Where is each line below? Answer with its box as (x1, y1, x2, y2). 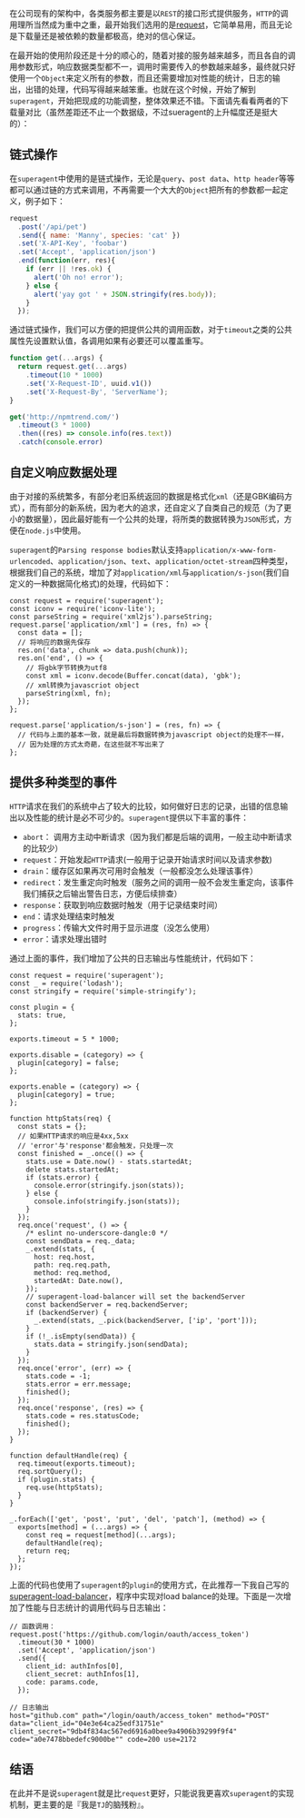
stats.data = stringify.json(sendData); (33, 1339, 189, 1349)
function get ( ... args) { (9, 353, 103, 363)
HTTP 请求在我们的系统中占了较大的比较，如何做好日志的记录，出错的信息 (9, 800, 280, 811)
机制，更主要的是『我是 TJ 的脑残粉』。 (9, 1799, 150, 1810)
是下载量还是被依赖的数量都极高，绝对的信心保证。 (9, 31, 201, 41)
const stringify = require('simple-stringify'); (9, 986, 197, 996)
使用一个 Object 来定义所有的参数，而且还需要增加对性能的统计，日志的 (9, 73, 272, 84)
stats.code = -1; (25, 1371, 92, 1380)
